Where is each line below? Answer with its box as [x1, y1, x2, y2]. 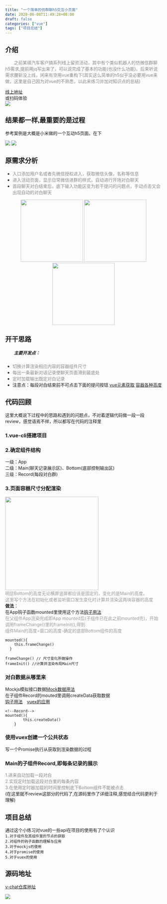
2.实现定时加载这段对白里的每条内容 [5, 779, 79, 785]
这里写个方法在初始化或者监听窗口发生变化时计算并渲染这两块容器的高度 [5, 597, 153, 603]
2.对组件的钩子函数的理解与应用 [5, 839, 62, 844]
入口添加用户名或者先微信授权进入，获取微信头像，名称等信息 [12, 170, 139, 177]
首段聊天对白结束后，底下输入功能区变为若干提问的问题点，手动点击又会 [12, 183, 161, 189]
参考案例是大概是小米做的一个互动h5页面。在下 [5, 130, 102, 136]
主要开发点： [14, 349, 40, 356]
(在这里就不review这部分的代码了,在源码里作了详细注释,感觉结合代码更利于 [5, 791, 158, 797]
